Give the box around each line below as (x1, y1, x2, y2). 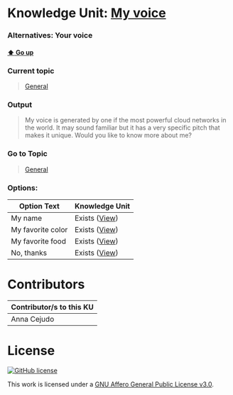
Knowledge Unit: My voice (7, 5, 166, 21)
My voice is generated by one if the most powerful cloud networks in (24, 116, 227, 125)
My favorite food (11, 236, 66, 246)
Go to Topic (7, 149, 48, 159)
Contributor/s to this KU (11, 302, 94, 312)
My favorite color (11, 224, 68, 234)
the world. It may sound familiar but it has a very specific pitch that (24, 123, 220, 132)
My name (11, 213, 43, 223)
